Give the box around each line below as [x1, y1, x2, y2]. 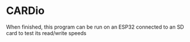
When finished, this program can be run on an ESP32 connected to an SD [6, 23, 184, 30]
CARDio [6, 4, 45, 17]
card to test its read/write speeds [6, 29, 86, 36]
